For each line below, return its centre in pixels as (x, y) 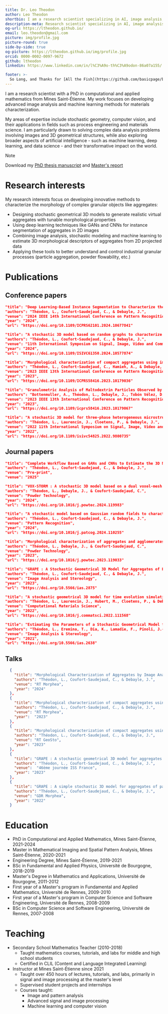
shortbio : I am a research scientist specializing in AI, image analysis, (85, 19)
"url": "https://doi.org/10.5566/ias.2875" (51, 588)
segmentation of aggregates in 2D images (55, 230)
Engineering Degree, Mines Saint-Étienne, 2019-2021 (67, 860)
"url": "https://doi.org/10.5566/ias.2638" (51, 643)
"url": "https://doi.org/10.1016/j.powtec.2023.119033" (64, 560)
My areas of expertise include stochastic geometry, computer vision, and (80, 119)
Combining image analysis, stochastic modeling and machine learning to (87, 235)
